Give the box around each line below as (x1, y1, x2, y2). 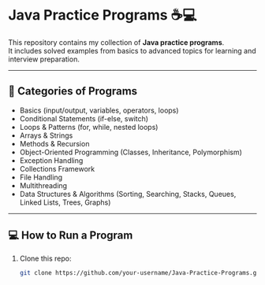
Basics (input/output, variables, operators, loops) (19, 105, 179, 115)
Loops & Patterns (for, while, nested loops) (19, 122, 159, 131)
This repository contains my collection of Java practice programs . (8, 37, 225, 47)
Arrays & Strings (19, 131, 73, 140)
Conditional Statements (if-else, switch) (19, 113, 148, 123)
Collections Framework (19, 164, 95, 173)
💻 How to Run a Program (8, 229, 133, 242)
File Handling (19, 172, 63, 182)
